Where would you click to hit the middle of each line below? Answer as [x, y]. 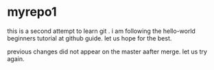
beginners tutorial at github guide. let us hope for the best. [90, 38]
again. [16, 58]
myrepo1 [32, 12]
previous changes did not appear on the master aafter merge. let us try [107, 51]
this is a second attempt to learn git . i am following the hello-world [101, 31]
